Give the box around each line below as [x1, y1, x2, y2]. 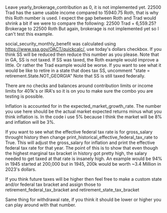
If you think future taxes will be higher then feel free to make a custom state [5, 176, 162, 182]
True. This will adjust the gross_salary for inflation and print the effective [5, 139, 155, 146]
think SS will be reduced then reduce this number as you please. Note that [5, 51, 159, 57]
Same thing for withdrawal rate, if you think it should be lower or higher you [5, 196, 161, 202]
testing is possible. [5, 93, 44, 99]
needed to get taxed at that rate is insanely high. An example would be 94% [5, 156, 162, 162]
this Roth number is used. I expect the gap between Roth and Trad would [5, 15, 156, 21]
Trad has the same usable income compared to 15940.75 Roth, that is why [5, 10, 159, 16]
